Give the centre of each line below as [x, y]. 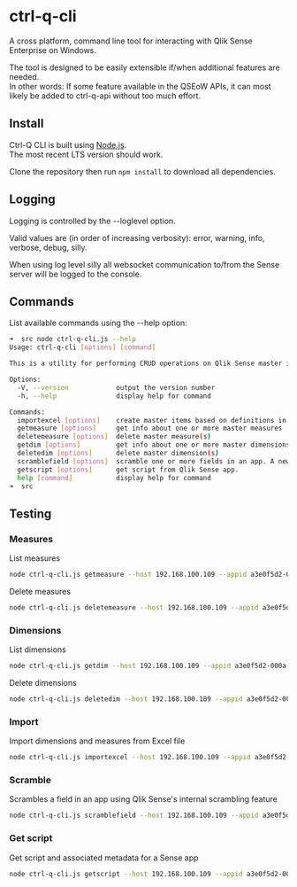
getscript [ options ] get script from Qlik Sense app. [128, 470]
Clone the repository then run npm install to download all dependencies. [142, 171]
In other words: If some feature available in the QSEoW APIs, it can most [140, 86]
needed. [24, 76]
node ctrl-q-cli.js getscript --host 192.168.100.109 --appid [126, 874]
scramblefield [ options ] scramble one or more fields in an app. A [146, 461]
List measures [34, 558]
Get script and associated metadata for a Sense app [104, 858]
